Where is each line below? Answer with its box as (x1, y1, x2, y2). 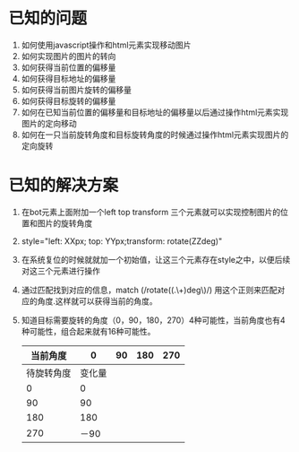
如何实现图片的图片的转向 (21, 50, 116, 61)
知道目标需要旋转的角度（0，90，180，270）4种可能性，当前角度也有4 (21, 315, 286, 326)
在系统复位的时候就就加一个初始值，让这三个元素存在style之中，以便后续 (21, 254, 291, 265)
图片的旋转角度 (37, 217, 93, 229)
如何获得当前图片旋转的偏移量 (21, 84, 132, 95)
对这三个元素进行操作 (21, 265, 100, 276)
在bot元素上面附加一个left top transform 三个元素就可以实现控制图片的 (21, 206, 281, 217)
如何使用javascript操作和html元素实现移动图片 (21, 39, 192, 50)
